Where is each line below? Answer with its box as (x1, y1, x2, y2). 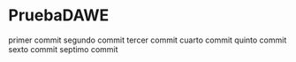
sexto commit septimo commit (8, 43, 118, 54)
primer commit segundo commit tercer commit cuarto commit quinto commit (8, 35, 287, 45)
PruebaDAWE (8, 5, 110, 26)
